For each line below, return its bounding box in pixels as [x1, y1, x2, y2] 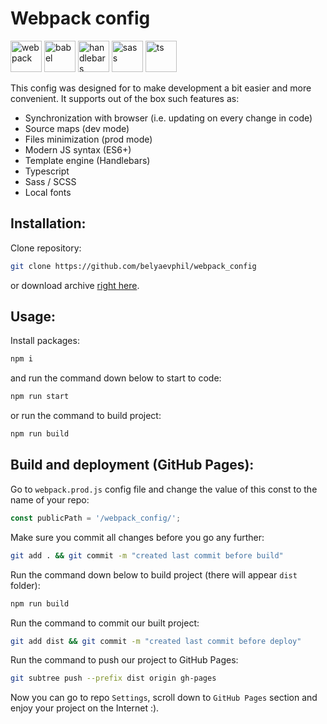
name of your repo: [10, 493, 90, 506]
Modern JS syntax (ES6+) [24, 143, 132, 156]
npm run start [10, 392, 70, 402]
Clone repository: [10, 242, 82, 254]
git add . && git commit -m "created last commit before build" [10, 550, 284, 561]
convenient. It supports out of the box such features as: [10, 92, 240, 104]
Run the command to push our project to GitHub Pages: [10, 654, 239, 666]
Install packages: [10, 335, 80, 347]
